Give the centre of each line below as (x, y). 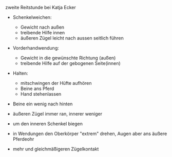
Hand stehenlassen (41, 94)
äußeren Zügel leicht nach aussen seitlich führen (72, 38)
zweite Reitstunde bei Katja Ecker (41, 7)
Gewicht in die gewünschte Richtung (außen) (68, 58)
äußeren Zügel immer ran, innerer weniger (58, 114)
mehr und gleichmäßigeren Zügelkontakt (56, 149)
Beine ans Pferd (37, 88)
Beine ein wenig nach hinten (43, 104)
